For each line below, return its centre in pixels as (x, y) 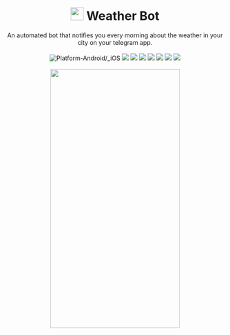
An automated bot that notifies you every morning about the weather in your (115, 35)
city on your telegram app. (115, 42)
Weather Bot (123, 16)
